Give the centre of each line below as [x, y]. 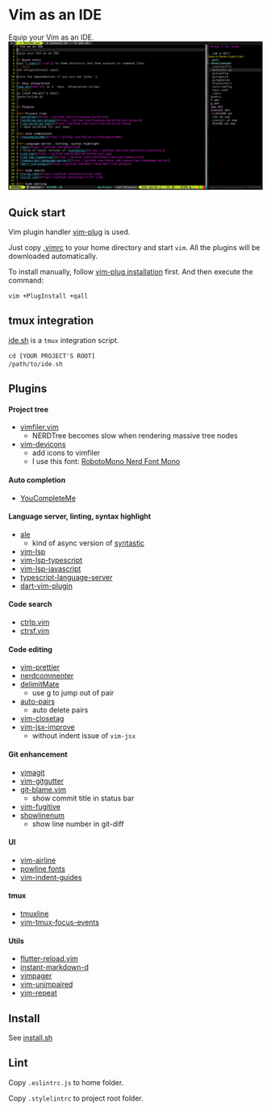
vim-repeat [39, 993]
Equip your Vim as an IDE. [51, 37]
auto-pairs [37, 702]
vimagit [32, 772]
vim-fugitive [40, 806]
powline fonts [43, 868]
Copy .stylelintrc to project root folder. [76, 1098]
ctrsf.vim [35, 631]
